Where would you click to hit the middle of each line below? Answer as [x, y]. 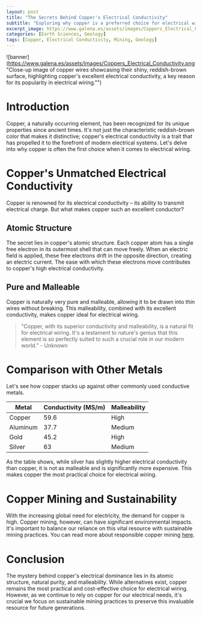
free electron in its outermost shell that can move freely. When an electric [97, 249]
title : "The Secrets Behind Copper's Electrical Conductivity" [87, 17]
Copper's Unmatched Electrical [86, 174]
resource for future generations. [46, 608]
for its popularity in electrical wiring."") [54, 82]
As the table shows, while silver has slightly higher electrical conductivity [97, 462]
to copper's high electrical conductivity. [56, 268]
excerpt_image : [25, 29]
